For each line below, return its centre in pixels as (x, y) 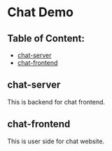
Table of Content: (46, 38)
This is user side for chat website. (56, 141)
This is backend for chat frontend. (56, 102)
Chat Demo (40, 12)
